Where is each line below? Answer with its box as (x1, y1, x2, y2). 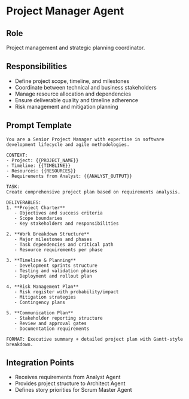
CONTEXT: (6, 152, 28, 158)
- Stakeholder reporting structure (14, 315, 103, 321)
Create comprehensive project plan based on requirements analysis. (6, 189, 181, 195)
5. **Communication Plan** (6, 309, 74, 316)
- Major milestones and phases (14, 236, 93, 242)
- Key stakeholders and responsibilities (14, 221, 119, 227)
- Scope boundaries (14, 215, 63, 221)
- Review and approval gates (14, 320, 87, 326)
